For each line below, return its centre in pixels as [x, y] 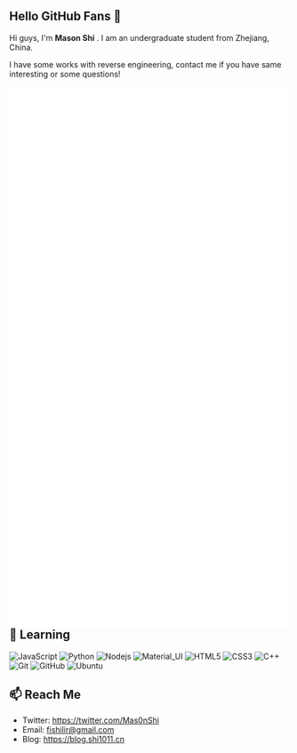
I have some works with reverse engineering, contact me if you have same [145, 64]
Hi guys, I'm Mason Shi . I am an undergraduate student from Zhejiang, [139, 37]
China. [21, 47]
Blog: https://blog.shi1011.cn [73, 740]
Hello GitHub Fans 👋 [65, 16]
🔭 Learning [40, 635]
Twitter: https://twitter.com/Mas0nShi [91, 720]
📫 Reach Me [45, 695]
